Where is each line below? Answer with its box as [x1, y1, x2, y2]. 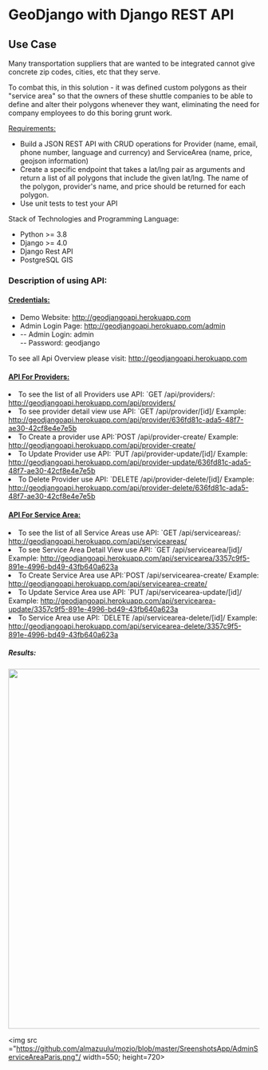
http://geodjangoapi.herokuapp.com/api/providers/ [8, 398, 176, 408]
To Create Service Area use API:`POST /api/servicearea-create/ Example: [18, 570, 259, 580]
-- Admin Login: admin [19, 329, 94, 339]
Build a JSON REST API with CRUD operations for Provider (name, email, [19, 139, 258, 149]
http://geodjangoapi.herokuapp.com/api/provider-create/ [8, 441, 196, 450]
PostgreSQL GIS [19, 255, 73, 265]
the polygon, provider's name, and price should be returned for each [19, 182, 246, 191]
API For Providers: [8, 372, 70, 381]
